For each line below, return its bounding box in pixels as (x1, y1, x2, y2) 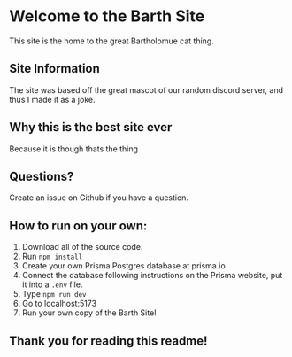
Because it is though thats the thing (9, 144, 139, 154)
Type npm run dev (21, 289, 87, 299)
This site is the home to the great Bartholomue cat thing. (9, 35, 214, 46)
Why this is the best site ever (9, 120, 173, 135)
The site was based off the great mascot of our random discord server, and (9, 84, 283, 95)
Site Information (9, 61, 100, 76)
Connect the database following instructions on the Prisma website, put (21, 270, 283, 281)
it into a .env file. (21, 279, 83, 290)
